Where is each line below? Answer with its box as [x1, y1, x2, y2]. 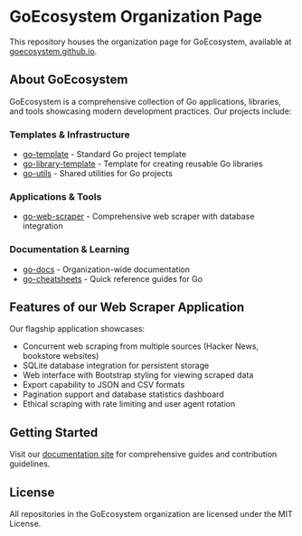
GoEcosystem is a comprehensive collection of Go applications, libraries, [9, 96, 282, 107]
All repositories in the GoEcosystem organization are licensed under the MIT [9, 509, 293, 520]
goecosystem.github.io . [9, 45, 98, 56]
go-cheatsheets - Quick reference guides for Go [22, 273, 203, 284]
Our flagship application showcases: [9, 324, 146, 334]
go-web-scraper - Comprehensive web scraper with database [22, 211, 255, 222]
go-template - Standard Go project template [22, 149, 187, 160]
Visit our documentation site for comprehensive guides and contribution [9, 449, 278, 460]
